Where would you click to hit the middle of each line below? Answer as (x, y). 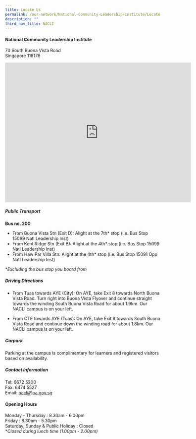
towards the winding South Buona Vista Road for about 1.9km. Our (80, 304)
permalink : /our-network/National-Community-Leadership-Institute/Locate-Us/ (87, 14)
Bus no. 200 (18, 223)
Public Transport (23, 211)
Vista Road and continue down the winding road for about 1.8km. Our (83, 324)
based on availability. (27, 359)
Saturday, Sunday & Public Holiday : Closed (49, 426)
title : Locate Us (23, 10)
